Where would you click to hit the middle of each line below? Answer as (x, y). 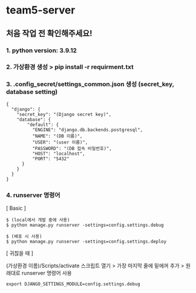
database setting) (32, 92)
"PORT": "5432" (50, 159)
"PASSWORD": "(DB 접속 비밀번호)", (72, 148)
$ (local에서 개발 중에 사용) (38, 220)
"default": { (43, 125)
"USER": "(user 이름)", (60, 142)
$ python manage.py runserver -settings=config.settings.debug (85, 225)
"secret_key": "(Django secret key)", (64, 114)
